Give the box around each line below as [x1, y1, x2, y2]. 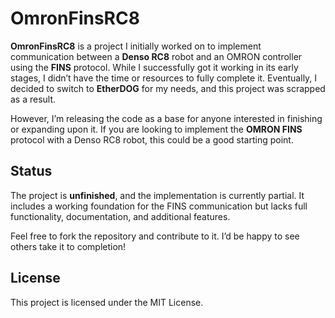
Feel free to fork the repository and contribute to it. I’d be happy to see [10, 230, 300, 242]
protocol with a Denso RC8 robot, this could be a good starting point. [10, 133, 294, 146]
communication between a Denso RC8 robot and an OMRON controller [10, 50, 303, 62]
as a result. [10, 93, 57, 105]
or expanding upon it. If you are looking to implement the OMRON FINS [10, 123, 303, 135]
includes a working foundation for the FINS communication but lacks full [10, 200, 308, 212]
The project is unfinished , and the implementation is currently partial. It [10, 189, 305, 201]
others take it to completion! [10, 240, 127, 252]
